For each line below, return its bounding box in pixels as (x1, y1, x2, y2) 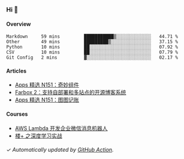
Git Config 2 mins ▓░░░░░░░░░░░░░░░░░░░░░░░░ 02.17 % (6, 55, 179, 61)
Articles (6, 67, 27, 74)
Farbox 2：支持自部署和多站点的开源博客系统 (14, 89, 126, 96)
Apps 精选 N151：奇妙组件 (14, 81, 80, 89)
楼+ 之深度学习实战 (14, 132, 62, 139)
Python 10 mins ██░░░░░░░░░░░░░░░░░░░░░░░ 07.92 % (6, 44, 179, 50)
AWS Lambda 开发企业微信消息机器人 (14, 124, 108, 131)
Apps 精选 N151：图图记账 (14, 96, 80, 104)
